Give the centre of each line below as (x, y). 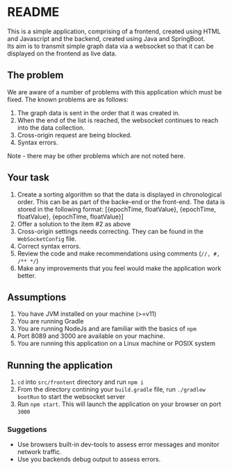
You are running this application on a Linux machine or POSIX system (116, 344)
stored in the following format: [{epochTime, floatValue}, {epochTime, (117, 209)
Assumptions (37, 297)
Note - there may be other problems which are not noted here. (96, 156)
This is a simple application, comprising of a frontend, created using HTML (114, 31)
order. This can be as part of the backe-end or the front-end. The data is (121, 201)
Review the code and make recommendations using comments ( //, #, (118, 253)
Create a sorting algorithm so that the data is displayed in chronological (119, 194)
